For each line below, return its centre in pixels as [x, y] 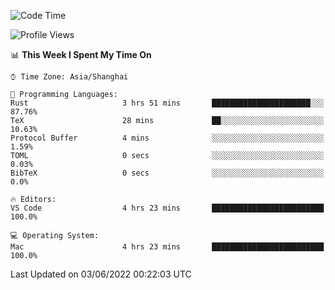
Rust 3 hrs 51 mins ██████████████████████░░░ [167, 103]
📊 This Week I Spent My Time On [81, 54]
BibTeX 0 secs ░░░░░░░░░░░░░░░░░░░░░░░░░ [167, 173]
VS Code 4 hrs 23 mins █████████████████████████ [167, 208]
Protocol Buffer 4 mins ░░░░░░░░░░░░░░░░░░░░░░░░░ [167, 138]
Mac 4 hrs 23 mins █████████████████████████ [167, 247]
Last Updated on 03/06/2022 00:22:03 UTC [101, 274]
